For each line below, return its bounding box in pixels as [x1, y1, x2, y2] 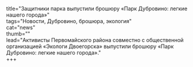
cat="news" [6, 24, 36, 31]
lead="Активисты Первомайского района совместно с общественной [6, 37, 184, 43]
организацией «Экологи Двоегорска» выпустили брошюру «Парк [6, 43, 174, 50]
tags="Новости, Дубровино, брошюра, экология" [6, 18, 132, 24]
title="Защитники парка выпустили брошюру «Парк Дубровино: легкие [6, 5, 188, 12]
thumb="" [6, 30, 31, 37]
